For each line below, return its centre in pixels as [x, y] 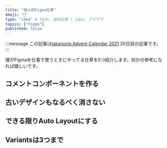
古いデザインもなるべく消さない [55, 102]
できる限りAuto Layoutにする [52, 121]
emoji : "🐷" [17, 15]
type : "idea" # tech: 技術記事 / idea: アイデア [55, 19]
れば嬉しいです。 [23, 66]
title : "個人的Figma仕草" [31, 10]
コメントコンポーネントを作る [52, 84]
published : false [24, 29]
